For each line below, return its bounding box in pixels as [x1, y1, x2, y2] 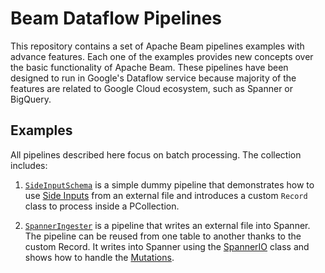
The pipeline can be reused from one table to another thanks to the [24, 230, 302, 242]
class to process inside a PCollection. [24, 200, 180, 212]
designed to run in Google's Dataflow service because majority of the [10, 72, 297, 84]
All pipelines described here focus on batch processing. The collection [10, 148, 302, 161]
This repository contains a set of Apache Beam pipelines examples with [10, 40, 305, 52]
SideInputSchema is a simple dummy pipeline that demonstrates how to [24, 178, 315, 191]
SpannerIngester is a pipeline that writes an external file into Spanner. [24, 219, 311, 231]
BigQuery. [10, 93, 52, 105]
